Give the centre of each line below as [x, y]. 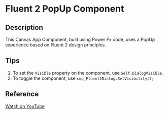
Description [24, 27]
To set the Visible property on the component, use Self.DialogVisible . [88, 73]
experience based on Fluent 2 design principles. [56, 45]
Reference [22, 94]
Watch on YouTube [25, 106]
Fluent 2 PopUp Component [65, 9]
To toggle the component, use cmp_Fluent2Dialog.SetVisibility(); [83, 78]
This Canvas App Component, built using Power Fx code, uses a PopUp [80, 39]
